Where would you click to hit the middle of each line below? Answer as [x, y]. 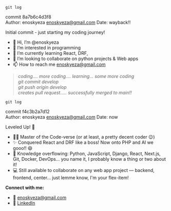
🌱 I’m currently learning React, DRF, [50, 53]
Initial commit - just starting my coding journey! [55, 32]
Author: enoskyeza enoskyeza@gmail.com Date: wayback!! [68, 22]
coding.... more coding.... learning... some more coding [76, 76]
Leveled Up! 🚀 [20, 127]
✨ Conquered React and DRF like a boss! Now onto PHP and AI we [83, 142]
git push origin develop [42, 87]
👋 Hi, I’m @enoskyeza [36, 42]
